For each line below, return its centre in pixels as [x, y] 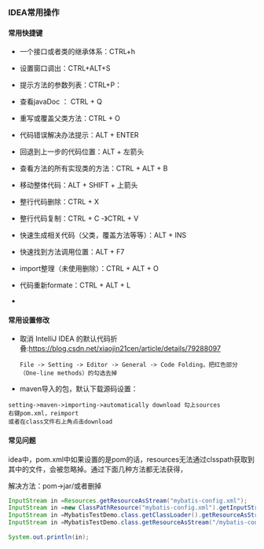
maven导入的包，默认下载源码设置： [79, 389]
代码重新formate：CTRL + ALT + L [75, 285]
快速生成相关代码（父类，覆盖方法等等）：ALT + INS [103, 235]
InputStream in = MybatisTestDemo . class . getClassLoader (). [105, 515]
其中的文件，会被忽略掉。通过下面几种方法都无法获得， [97, 469]
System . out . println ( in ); [49, 537]
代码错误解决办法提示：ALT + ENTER [79, 135]
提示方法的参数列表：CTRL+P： [71, 85]
